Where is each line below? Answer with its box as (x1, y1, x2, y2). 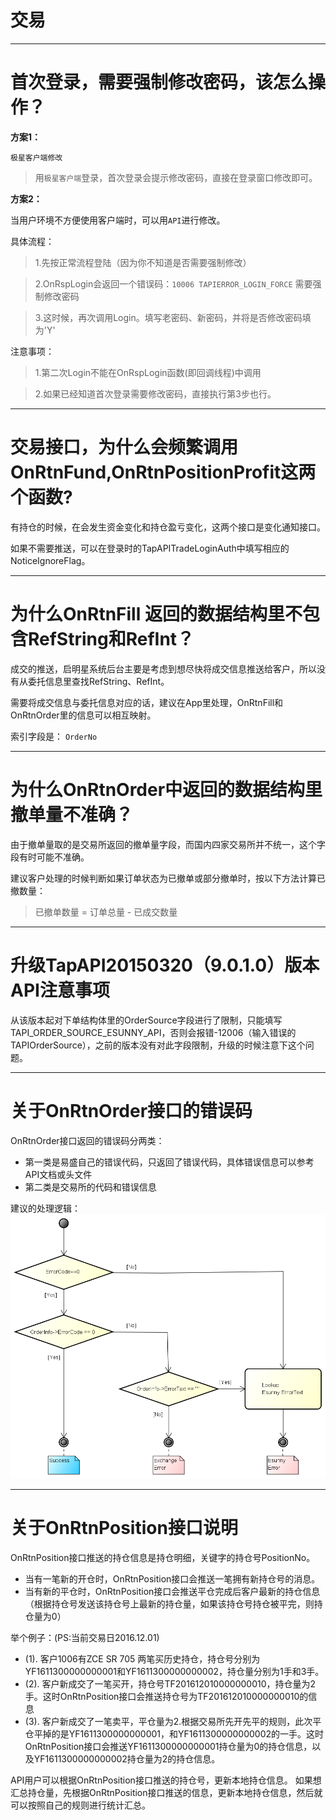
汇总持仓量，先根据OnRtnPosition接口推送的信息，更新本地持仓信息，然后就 (10, 1787, 323, 1799)
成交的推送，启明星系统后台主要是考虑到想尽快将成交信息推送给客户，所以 (10, 662, 317, 675)
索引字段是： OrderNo (10, 730, 98, 742)
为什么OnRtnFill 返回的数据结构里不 (10, 603, 303, 625)
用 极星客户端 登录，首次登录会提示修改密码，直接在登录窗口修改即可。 (34, 171, 318, 183)
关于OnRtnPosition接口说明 (10, 1517, 238, 1540)
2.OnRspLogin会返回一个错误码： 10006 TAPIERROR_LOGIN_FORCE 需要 (34, 277, 313, 290)
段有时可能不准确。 (10, 851, 90, 863)
